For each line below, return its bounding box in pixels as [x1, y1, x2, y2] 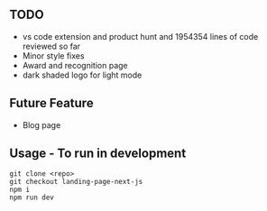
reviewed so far [22, 41, 81, 51]
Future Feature [9, 96, 94, 111]
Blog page [22, 119, 61, 130]
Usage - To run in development [9, 146, 187, 161]
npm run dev [9, 193, 54, 202]
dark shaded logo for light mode [22, 69, 143, 80]
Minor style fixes [22, 50, 85, 61]
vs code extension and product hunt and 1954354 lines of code [22, 31, 259, 41]
